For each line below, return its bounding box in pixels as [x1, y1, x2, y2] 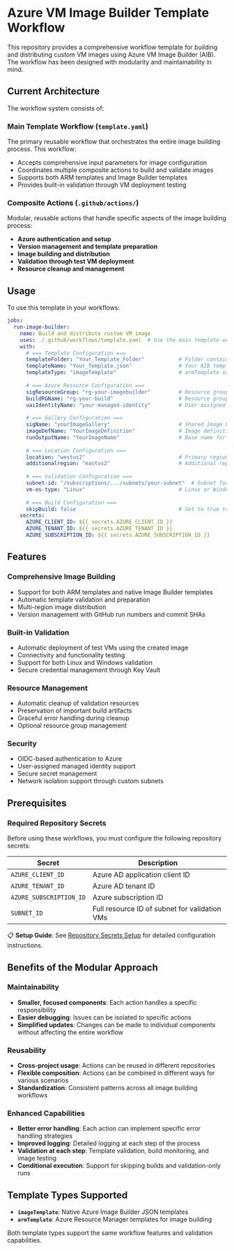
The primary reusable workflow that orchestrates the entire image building [7, 138, 221, 146]
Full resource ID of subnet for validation [92, 904, 221, 914]
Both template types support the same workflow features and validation [7, 1229, 213, 1237]
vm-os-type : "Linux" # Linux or [25, 486, 210, 493]
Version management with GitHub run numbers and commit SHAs [17, 610, 205, 618]
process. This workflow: [7, 145, 77, 153]
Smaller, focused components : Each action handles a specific [17, 998, 197, 1006]
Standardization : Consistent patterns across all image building [17, 1084, 198, 1092]
